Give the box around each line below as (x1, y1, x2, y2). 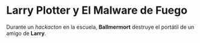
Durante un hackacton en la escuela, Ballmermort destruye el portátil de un (6, 23, 195, 30)
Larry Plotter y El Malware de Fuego (6, 4, 188, 17)
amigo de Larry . (6, 29, 46, 36)
